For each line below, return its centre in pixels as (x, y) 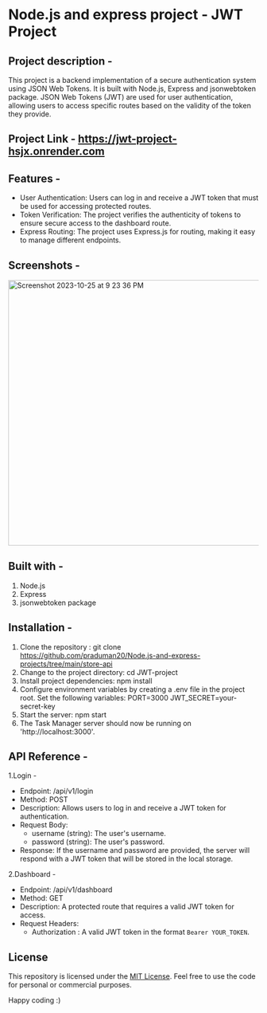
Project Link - (42, 139)
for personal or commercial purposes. (70, 985)
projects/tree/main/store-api (66, 664)
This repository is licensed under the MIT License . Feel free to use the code (132, 976)
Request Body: (44, 825)
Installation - (41, 628)
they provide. (30, 114)
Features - (35, 178)
